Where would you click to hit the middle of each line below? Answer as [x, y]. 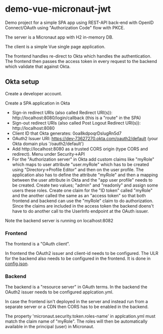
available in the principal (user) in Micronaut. [50, 327]
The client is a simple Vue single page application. [55, 46]
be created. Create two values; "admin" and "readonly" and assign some [85, 185]
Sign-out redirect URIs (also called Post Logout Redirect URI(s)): [76, 123]
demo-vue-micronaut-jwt [58, 9]
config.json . [17, 264]
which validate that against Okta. [38, 66]
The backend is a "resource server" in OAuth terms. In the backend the [76, 287]
